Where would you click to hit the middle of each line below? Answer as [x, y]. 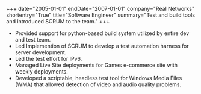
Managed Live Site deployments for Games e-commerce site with [96, 65]
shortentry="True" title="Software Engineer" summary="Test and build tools [101, 15]
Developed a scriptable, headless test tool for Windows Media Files [98, 78]
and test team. [33, 39]
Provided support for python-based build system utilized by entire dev [102, 33]
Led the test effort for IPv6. [48, 59]
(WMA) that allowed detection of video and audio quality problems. [98, 84]
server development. [41, 52]
